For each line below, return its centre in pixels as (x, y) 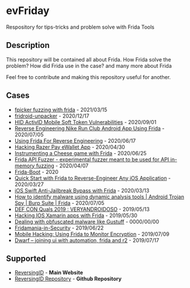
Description (28, 45)
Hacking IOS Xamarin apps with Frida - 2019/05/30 (76, 215)
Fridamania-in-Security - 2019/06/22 (59, 228)
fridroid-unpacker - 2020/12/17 (52, 116)
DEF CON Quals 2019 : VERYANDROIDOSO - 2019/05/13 (82, 209)
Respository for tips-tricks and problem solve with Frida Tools (80, 27)
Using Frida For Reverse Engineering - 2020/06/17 (75, 140)
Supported (26, 258)
